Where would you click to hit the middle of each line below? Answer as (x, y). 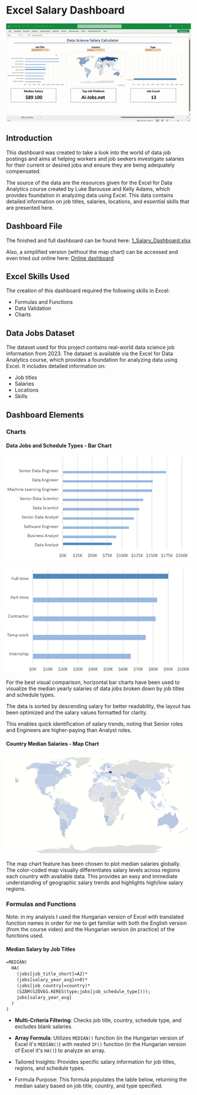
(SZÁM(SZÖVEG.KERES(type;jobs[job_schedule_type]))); (84, 992)
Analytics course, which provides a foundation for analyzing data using (92, 360)
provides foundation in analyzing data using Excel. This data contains (90, 195)
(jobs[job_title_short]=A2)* (52, 974)
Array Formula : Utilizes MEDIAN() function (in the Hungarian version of (99, 1038)
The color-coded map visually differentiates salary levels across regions (93, 870)
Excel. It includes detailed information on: (56, 366)
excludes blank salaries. (44, 1027)
